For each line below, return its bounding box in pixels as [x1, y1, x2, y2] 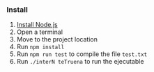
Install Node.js [16, 21, 58, 29]
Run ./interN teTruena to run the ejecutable [16, 57, 144, 66]
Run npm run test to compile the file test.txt [16, 50, 148, 58]
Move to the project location [16, 35, 98, 44]
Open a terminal [16, 28, 63, 36]
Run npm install [16, 43, 65, 51]
